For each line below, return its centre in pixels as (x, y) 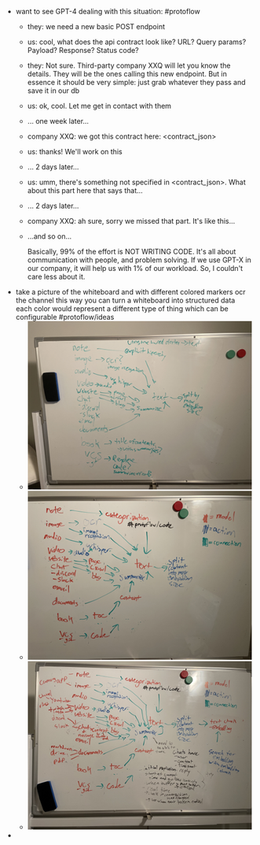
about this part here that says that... (85, 191)
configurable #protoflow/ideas (65, 317)
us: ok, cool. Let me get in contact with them (99, 106)
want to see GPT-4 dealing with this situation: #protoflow (108, 11)
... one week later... (58, 121)
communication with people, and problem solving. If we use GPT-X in (139, 260)
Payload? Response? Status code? (83, 50)
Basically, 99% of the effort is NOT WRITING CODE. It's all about (132, 252)
